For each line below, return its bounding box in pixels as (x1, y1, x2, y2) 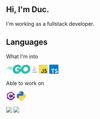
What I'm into (6, 53, 39, 60)
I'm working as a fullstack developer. (6, 20, 95, 27)
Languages (6, 38, 48, 47)
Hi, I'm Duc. (6, 5, 50, 15)
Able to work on (6, 79, 44, 87)
